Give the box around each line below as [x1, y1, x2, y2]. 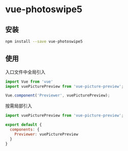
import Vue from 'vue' [5, 79, 53, 84]
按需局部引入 [5, 103, 32, 109]
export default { [5, 122, 42, 128]
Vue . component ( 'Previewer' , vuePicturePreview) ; [5, 93, 110, 98]
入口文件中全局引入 [5, 69, 46, 75]
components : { [10, 127, 40, 132]
